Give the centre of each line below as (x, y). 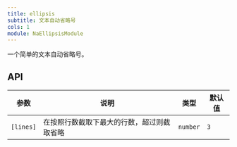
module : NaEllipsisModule (45, 33)
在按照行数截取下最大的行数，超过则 (103, 122)
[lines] (24, 127)
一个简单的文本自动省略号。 (48, 54)
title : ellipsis (31, 14)
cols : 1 (19, 27)
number (189, 127)
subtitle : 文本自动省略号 (42, 20)
